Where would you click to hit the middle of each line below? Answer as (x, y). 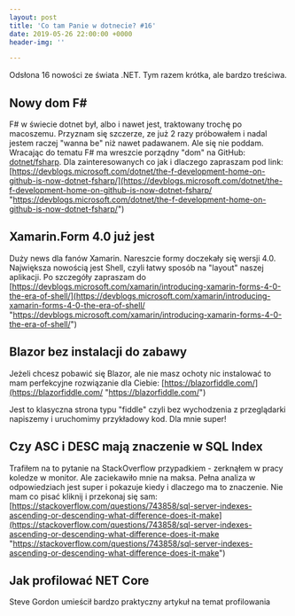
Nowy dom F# (48, 103)
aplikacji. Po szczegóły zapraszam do (78, 277)
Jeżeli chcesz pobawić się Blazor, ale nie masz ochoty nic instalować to (140, 373)
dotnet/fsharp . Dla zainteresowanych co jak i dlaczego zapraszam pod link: (146, 162)
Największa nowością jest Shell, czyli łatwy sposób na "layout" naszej (136, 268)
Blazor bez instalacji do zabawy (98, 352)
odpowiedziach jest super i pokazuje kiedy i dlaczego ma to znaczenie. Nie (146, 487)
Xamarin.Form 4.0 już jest (82, 237)
